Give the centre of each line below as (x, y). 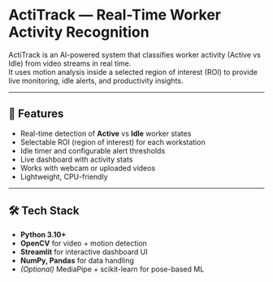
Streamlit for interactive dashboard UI (84, 252)
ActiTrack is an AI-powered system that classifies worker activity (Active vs (135, 54)
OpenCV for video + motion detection (84, 243)
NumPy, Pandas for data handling (77, 260)
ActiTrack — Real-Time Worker (115, 15)
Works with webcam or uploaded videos (88, 167)
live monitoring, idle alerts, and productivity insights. (96, 80)
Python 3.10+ (43, 234)
